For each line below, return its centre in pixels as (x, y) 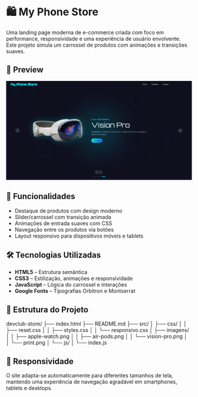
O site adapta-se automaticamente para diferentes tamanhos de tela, (90, 375)
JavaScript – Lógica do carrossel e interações (71, 285)
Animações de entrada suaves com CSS (63, 223)
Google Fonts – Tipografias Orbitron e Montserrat (75, 291)
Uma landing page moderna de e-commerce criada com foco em (85, 32)
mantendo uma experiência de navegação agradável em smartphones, (92, 382)
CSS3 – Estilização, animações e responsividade (74, 278)
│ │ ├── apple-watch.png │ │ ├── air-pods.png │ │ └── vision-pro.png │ (97, 336)
